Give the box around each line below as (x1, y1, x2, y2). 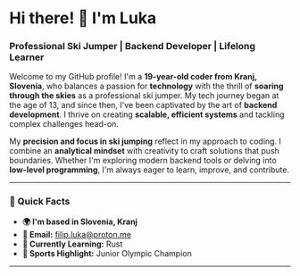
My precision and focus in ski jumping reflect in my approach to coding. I (9, 136, 281, 146)
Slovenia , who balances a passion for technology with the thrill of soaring (9, 80, 284, 92)
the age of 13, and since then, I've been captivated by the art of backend (9, 100, 278, 111)
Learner (9, 51, 45, 63)
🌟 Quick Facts (9, 196, 71, 208)
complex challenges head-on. (9, 119, 119, 130)
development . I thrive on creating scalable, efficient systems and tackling (9, 109, 285, 120)
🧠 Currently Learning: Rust (21, 238, 123, 249)
